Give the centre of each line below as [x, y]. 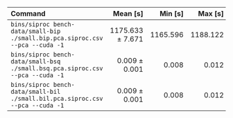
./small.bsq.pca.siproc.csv [57, 68]
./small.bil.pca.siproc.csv [57, 98]
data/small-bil [36, 91]
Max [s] [211, 13]
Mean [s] [128, 13]
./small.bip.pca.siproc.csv [57, 38]
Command [28, 13]
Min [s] [171, 13]
